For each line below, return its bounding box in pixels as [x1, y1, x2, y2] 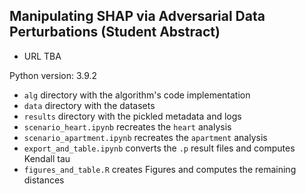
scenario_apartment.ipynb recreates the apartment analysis [23, 131, 268, 143]
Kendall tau [23, 152, 71, 164]
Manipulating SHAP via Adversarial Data [9, 8, 266, 25]
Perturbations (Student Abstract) [9, 24, 221, 41]
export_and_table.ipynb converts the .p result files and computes [23, 142, 296, 154]
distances [23, 174, 65, 186]
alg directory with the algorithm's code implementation [23, 89, 251, 101]
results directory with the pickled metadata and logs [23, 110, 242, 122]
